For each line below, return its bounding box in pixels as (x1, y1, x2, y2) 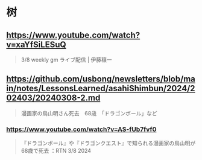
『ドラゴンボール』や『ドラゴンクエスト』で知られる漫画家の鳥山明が (21, 139, 196, 147)
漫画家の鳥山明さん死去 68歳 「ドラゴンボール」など (21, 109, 158, 117)
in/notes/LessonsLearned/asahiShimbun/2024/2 (6, 83, 195, 94)
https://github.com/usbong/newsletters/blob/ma (6, 74, 196, 85)
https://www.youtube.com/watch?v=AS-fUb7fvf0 (6, 125, 157, 133)
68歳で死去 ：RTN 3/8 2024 (21, 147, 92, 155)
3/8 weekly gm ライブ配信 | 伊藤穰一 (21, 56, 112, 63)
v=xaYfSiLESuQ (6, 39, 66, 50)
